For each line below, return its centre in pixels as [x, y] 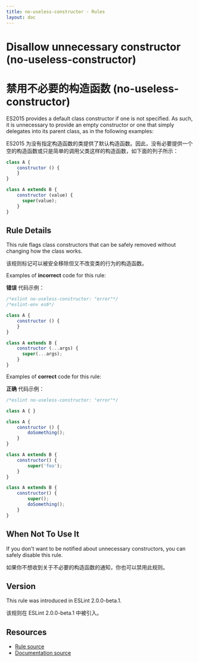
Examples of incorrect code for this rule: [56, 275]
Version [21, 586]
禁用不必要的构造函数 [59, 89]
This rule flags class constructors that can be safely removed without [91, 245]
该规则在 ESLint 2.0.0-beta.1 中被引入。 [54, 613]
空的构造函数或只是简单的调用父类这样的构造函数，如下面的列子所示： [92, 151]
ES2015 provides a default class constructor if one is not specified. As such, [99, 118]
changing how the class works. [44, 251]
